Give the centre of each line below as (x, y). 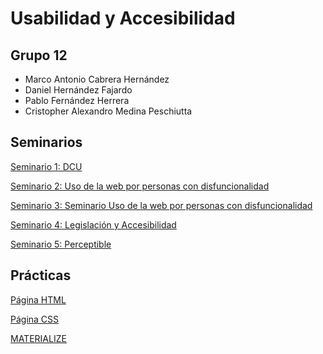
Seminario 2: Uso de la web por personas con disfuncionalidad (140, 186)
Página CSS (35, 319)
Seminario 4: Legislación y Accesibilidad (93, 224)
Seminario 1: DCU (46, 166)
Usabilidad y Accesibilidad (123, 18)
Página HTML (38, 299)
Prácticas (41, 275)
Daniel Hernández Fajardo (78, 90)
